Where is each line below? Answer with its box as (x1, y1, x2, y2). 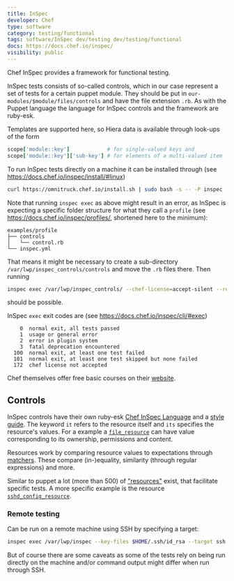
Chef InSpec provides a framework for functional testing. (7, 68, 171, 77)
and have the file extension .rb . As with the (102, 96, 227, 105)
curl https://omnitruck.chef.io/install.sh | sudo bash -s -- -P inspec (7, 186, 223, 193)
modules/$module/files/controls (7, 98, 101, 105)
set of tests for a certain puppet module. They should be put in (7, 89, 187, 98)
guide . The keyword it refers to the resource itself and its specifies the (7, 420, 214, 429)
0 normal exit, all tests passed (19, 325, 120, 332)
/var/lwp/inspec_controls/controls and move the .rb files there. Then (7, 264, 211, 273)
